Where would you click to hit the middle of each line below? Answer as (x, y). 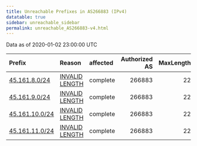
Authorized (137, 59)
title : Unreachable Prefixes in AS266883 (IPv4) (67, 11)
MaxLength (174, 63)
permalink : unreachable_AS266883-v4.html (57, 28)
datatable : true (26, 17)
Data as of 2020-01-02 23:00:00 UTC (52, 45)
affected (101, 63)
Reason (70, 63)
